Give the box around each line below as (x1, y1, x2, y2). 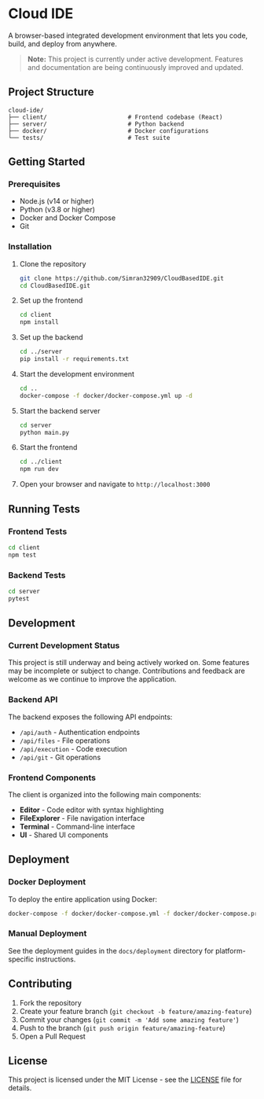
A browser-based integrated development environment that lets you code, (8, 31, 248, 40)
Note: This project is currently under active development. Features (27, 54, 244, 64)
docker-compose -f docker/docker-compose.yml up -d (19, 391, 192, 399)
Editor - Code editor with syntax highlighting (19, 805, 164, 814)
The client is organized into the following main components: (8, 790, 202, 799)
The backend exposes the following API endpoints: (8, 712, 173, 722)
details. (8, 1083, 32, 1093)
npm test (8, 551, 37, 559)
